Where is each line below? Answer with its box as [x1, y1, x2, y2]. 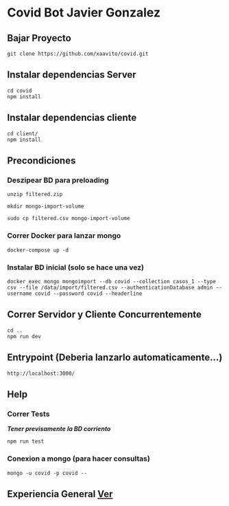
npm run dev [7, 333, 41, 340]
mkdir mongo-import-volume [7, 203, 84, 210]
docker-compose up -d [7, 246, 69, 254]
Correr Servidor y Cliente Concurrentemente [7, 309, 202, 320]
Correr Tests [7, 409, 50, 419]
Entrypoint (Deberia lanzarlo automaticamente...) [7, 352, 223, 364]
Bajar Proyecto [7, 32, 72, 44]
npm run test [7, 438, 45, 445]
